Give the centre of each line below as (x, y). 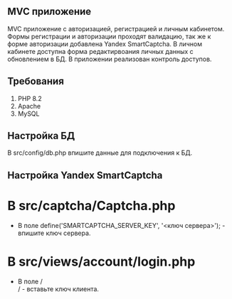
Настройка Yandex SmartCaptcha (85, 175)
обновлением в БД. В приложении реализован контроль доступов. (110, 59)
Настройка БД (41, 136)
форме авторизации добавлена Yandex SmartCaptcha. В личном (105, 44)
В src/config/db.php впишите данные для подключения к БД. (100, 153)
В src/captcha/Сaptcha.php (91, 206)
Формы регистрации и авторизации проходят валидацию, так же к (109, 36)
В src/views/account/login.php (101, 261)
